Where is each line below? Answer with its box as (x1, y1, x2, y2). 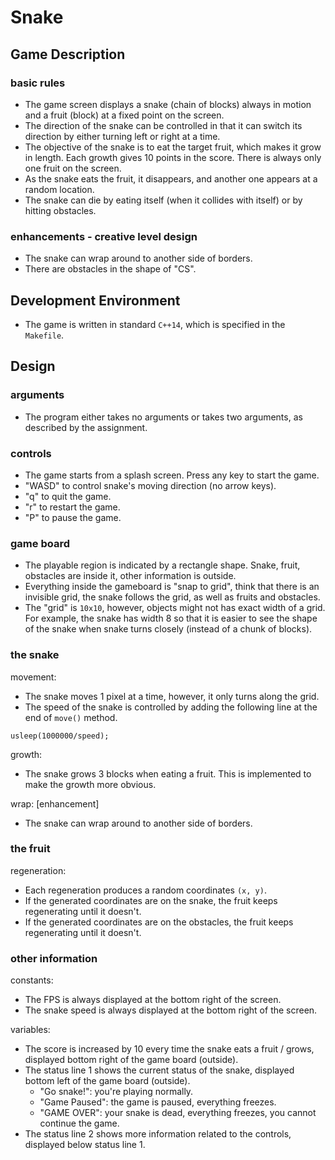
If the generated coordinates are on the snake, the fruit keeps (24, 894, 278, 906)
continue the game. (39, 1117, 120, 1130)
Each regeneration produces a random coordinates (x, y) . (24, 884, 267, 896)
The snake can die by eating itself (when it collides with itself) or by (24, 194, 303, 206)
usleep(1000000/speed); (10, 731, 110, 741)
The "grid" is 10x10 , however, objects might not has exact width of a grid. (24, 602, 326, 614)
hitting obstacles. (24, 204, 97, 216)
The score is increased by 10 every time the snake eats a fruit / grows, (24, 1043, 315, 1055)
